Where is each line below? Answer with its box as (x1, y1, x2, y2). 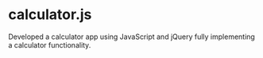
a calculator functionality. (8, 40, 91, 49)
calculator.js (8, 6, 92, 24)
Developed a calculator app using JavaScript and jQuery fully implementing (8, 32, 256, 41)
